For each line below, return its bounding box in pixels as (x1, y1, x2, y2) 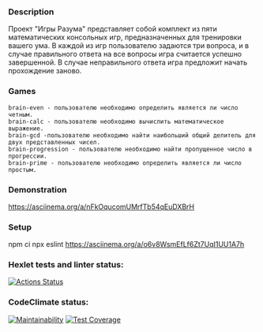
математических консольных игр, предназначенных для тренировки (8, 32, 242, 42)
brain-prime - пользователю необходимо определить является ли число (8, 159, 242, 167)
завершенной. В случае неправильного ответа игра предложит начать (8, 58, 248, 67)
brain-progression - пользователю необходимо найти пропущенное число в (8, 145, 253, 153)
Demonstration (8, 184, 67, 195)
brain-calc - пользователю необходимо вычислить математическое (8, 118, 224, 125)
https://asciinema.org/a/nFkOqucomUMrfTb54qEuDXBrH (8, 202, 195, 211)
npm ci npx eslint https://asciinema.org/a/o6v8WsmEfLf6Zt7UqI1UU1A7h (8, 240, 245, 249)
